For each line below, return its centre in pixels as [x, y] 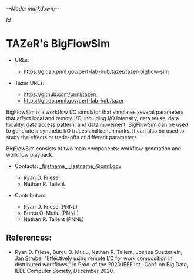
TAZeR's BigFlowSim [58, 44]
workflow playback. [30, 154]
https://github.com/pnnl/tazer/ [60, 94]
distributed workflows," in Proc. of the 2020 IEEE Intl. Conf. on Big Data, [101, 264]
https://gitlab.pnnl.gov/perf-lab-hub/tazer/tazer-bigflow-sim [96, 71]
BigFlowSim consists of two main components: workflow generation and [93, 148]
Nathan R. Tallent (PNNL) [53, 219]
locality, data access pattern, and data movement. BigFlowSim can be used [97, 124]
